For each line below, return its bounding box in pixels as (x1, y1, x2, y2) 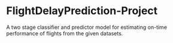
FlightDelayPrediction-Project (6, 4, 158, 18)
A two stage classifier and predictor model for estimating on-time (6, 24, 168, 31)
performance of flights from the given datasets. (6, 29, 123, 37)
